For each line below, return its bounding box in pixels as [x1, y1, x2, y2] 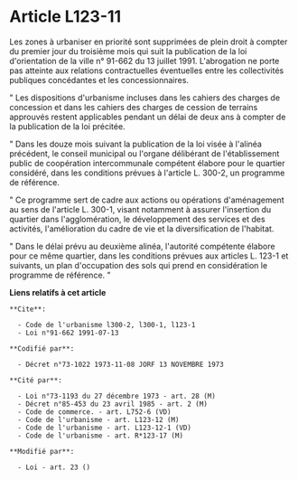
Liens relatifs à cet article [9, 287, 107, 297]
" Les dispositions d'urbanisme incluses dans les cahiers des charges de [9, 92, 281, 103]
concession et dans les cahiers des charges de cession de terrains [9, 101, 258, 112]
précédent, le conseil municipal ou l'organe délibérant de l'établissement [9, 147, 280, 159]
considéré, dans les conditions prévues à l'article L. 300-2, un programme [9, 167, 285, 178]
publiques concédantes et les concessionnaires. [9, 74, 190, 85]
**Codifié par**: [9, 344, 75, 353]
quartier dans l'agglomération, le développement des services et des [9, 213, 265, 224]
